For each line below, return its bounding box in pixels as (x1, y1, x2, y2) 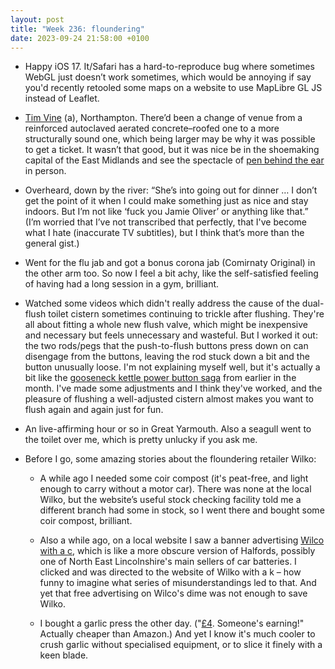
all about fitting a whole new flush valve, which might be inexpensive (24, 319, 308, 331)
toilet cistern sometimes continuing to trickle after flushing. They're (48, 308, 325, 320)
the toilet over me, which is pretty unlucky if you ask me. (24, 434, 258, 446)
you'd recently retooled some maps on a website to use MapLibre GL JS (24, 82, 323, 94)
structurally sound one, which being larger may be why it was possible (24, 133, 316, 145)
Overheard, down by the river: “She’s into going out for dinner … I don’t (24, 184, 318, 196)
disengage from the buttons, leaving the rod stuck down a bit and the (24, 351, 310, 363)
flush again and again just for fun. (24, 404, 164, 416)
